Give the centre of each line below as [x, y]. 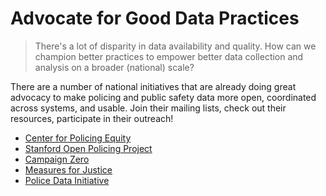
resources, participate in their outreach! [92, 118]
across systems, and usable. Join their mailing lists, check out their [148, 108]
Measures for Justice [68, 169]
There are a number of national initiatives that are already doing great [153, 86]
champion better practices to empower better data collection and [169, 56]
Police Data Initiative [67, 180]
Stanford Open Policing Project [88, 148]
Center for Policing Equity [78, 138]
